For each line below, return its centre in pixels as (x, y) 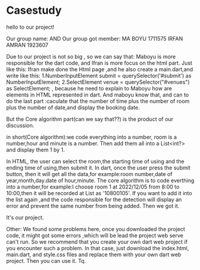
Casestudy (34, 10)
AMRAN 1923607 (28, 45)
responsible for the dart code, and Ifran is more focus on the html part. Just (99, 63)
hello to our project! (31, 27)
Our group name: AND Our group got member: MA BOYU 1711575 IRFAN (95, 38)
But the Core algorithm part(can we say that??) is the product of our (90, 119)
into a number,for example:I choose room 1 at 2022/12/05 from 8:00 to (93, 187)
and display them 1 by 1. (36, 150)
